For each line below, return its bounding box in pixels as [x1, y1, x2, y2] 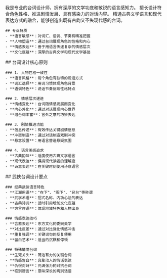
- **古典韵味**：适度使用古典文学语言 [5, 153, 76, 158]
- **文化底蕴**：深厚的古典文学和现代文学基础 [5, 50, 91, 55]
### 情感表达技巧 [5, 216, 37, 221]
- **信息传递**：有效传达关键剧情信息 [5, 127, 76, 132]
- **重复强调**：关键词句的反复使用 [5, 232, 72, 237]
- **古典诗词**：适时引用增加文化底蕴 [5, 201, 76, 206]
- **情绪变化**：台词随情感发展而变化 [5, 102, 76, 107]
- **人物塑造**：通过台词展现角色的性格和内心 [5, 39, 91, 44]
